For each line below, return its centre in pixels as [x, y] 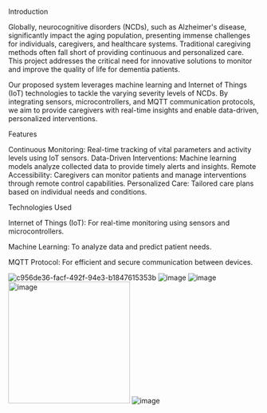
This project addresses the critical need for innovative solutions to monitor [130, 61]
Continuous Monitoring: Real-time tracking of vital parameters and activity [130, 149]
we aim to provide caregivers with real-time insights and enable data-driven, [133, 110]
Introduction [28, 12]
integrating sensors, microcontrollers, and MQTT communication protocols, [132, 102]
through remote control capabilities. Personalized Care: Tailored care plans [131, 183]
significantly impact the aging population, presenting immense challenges [130, 35]
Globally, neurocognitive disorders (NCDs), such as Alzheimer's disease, [128, 27]
